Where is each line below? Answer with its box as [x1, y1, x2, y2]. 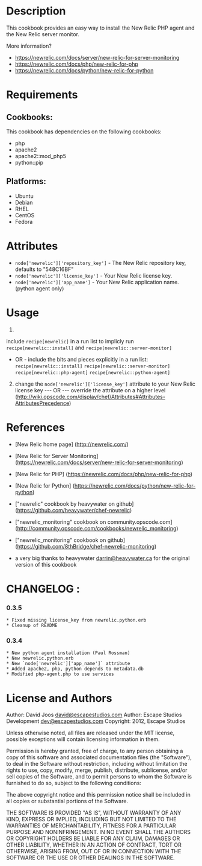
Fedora [14, 218, 33, 225]
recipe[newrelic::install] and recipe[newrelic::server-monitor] [6, 344, 173, 351]
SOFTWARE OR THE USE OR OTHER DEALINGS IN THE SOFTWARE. [6, 854, 175, 861]
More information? [6, 42, 52, 49]
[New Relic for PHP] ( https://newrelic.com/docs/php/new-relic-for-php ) [14, 470, 193, 477]
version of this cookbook [14, 561, 77, 568]
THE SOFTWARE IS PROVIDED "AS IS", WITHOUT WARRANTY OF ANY [6, 809, 182, 817]
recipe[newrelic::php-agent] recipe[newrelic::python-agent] [14, 369, 170, 375]
